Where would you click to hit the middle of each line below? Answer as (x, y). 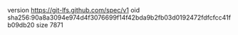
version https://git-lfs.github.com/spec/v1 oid (74, 10)
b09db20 (21, 25)
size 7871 (50, 25)
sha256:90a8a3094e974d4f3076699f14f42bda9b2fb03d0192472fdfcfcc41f (119, 17)
